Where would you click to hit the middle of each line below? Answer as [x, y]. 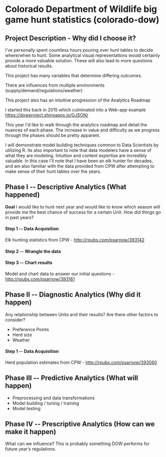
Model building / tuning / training [46, 403]
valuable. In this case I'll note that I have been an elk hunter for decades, [79, 161]
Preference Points [31, 329]
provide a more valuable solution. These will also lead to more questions [79, 60]
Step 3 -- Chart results [29, 263]
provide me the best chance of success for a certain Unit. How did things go [83, 212]
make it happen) [31, 432]
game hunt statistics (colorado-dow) [82, 20]
